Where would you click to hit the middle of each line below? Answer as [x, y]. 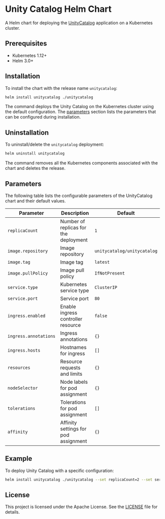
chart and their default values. [36, 200]
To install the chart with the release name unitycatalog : [61, 88]
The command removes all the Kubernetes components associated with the [82, 163]
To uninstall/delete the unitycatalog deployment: [55, 145]
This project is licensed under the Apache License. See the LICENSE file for [82, 507]
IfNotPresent [110, 273]
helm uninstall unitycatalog [35, 154]
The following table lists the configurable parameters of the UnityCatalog [79, 196]
